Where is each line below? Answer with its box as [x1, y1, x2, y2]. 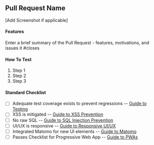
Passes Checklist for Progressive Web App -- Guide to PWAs [12, 134, 138, 140]
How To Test [5, 56, 31, 62]
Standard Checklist [5, 89, 46, 95]
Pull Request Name [5, 4, 66, 12]
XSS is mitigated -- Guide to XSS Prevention [12, 112, 103, 118]
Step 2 [12, 73, 26, 79]
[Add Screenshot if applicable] [5, 17, 68, 23]
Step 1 [12, 67, 25, 74]
